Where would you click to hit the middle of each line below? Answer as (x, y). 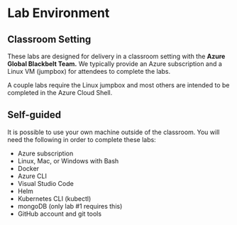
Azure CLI (32, 176)
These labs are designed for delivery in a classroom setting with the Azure (116, 56)
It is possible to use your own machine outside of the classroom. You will (114, 132)
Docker (28, 168)
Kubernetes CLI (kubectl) (54, 198)
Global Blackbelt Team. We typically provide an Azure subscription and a (115, 64)
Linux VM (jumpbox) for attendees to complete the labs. (89, 71)
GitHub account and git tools (59, 214)
